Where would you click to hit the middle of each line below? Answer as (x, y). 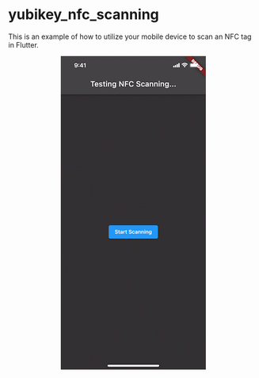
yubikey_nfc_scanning (84, 15)
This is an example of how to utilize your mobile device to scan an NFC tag (130, 36)
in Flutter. (24, 44)
